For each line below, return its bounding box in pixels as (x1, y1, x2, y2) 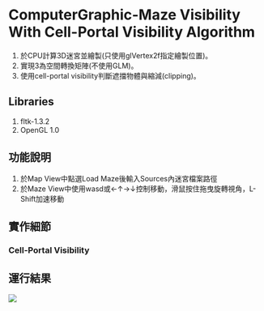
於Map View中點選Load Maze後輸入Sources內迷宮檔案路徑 (19, 173, 218, 183)
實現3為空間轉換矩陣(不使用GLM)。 (19, 61, 138, 70)
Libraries (8, 95, 54, 109)
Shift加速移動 (19, 194, 65, 203)
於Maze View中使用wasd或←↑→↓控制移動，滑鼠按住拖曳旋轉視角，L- (19, 184, 257, 194)
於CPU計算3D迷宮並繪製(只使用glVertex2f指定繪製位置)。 (19, 50, 213, 60)
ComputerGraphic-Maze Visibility (8, 6, 241, 24)
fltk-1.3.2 (19, 116, 50, 126)
